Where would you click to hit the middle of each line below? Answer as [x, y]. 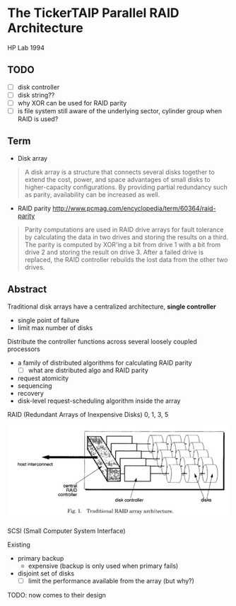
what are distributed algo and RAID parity [88, 370]
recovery [31, 393]
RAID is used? [38, 119]
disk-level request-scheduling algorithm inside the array [99, 401]
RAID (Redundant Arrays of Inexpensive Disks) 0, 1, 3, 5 [88, 414]
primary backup [41, 558]
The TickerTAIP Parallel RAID [93, 13]
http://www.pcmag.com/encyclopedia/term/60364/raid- [134, 208]
